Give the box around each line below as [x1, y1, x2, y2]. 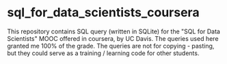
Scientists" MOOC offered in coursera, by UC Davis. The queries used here [7, 34, 219, 42]
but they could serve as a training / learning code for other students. [7, 49, 200, 57]
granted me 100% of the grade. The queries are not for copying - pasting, [7, 42, 215, 50]
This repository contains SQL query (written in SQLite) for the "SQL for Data [7, 27, 221, 35]
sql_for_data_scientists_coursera [7, 5, 200, 20]
